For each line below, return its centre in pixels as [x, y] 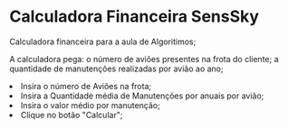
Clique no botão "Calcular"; [72, 115]
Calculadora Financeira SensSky [134, 17]
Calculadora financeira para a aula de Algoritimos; [103, 41]
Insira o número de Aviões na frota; [86, 86]
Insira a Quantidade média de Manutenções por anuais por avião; [143, 96]
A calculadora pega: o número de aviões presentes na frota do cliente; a [144, 59]
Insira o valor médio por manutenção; [91, 105]
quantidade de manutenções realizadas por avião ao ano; [116, 69]
